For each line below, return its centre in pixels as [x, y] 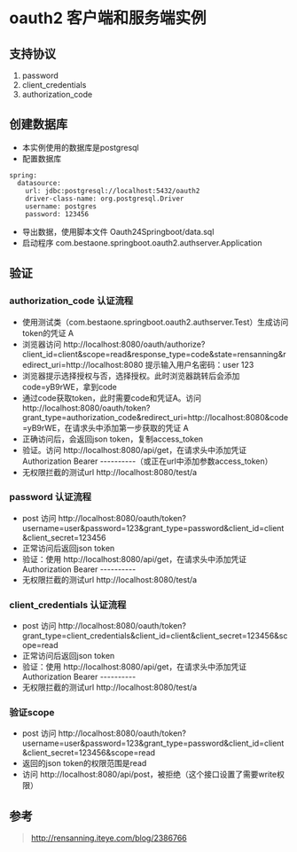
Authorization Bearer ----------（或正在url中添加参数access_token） [147, 461]
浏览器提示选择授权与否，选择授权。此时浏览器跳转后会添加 [131, 375]
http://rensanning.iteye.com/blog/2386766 [109, 838]
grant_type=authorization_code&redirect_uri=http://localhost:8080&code [155, 417]
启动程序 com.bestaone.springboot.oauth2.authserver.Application [142, 242]
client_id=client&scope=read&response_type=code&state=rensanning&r [154, 354]
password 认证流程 [50, 497]
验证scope [32, 713]
